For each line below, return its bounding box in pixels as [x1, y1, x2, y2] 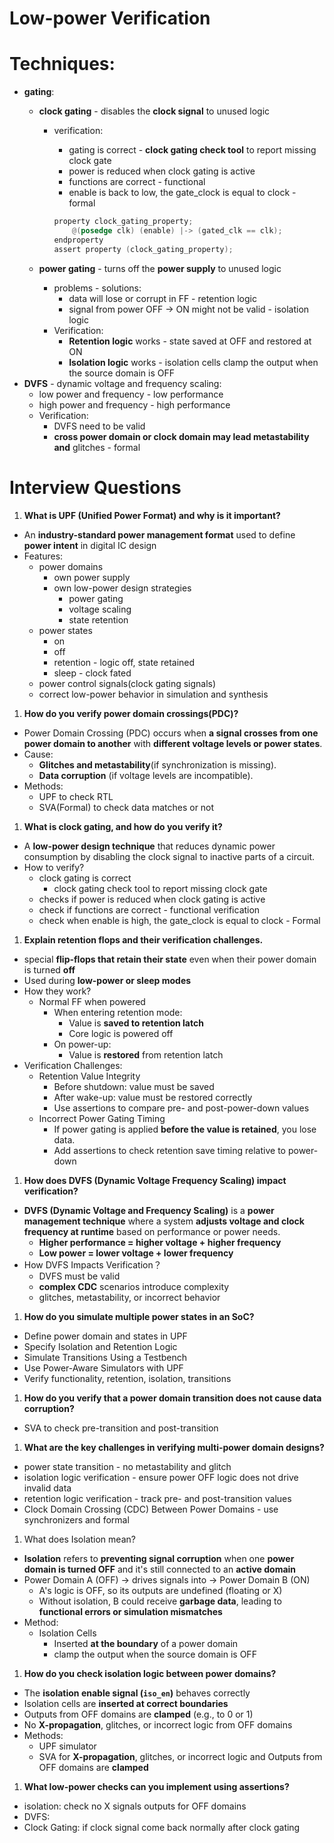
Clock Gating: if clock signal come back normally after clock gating [23, 1821, 301, 1833]
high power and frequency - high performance [38, 398, 231, 411]
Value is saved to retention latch [68, 1017, 204, 1029]
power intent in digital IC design [23, 539, 157, 551]
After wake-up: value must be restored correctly [53, 1091, 253, 1103]
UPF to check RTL [38, 790, 114, 802]
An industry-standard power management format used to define [23, 528, 296, 541]
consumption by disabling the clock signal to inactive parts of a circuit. [23, 850, 316, 862]
